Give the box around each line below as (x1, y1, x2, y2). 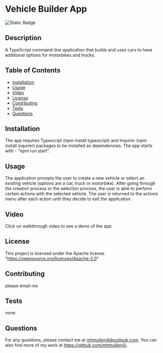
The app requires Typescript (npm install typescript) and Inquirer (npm (5, 138, 147, 143)
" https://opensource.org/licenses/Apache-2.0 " (5, 256, 99, 261)
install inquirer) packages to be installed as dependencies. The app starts (5, 143, 153, 149)
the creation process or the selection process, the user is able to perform (5, 186, 152, 191)
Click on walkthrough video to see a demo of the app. (5, 223, 113, 229)
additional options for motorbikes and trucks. (5, 52, 96, 58)
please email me (5, 282, 38, 288)
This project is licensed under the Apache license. (5, 250, 106, 256)
